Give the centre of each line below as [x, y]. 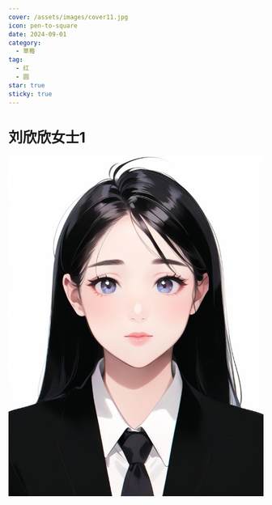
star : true [27, 85]
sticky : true [30, 94]
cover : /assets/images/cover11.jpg [68, 17]
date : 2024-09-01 [38, 34]
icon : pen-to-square [43, 25]
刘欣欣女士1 [47, 137]
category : [25, 43]
